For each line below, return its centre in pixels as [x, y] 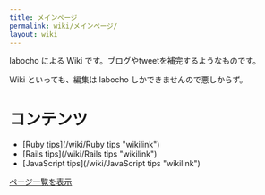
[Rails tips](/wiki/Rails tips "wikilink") [90, 154]
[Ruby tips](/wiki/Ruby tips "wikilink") [91, 145]
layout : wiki [34, 34]
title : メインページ [43, 17]
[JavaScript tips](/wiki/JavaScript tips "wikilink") [111, 164]
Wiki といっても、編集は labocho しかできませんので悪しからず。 [128, 80]
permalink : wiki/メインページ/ [64, 26]
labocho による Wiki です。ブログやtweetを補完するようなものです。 [135, 61]
